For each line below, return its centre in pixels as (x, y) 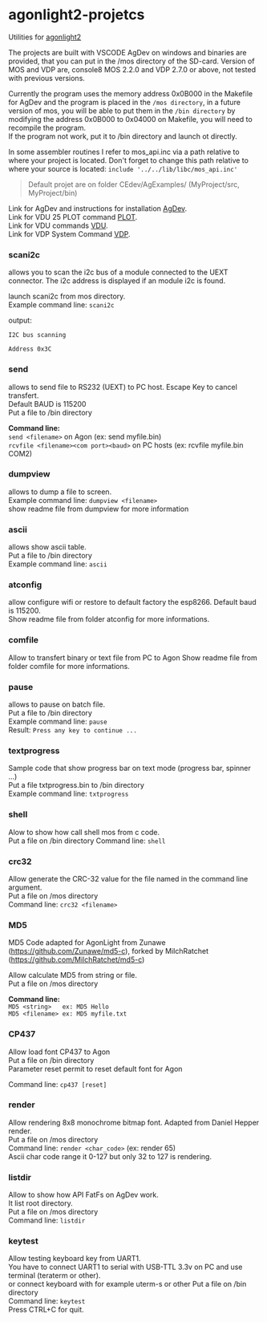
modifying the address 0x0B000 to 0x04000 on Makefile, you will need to (130, 119)
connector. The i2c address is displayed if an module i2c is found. (117, 281)
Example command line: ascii (58, 564)
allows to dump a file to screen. (60, 492)
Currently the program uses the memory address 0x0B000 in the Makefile (131, 93)
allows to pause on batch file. (57, 704)
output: (20, 320)
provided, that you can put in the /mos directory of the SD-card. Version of (131, 61)
